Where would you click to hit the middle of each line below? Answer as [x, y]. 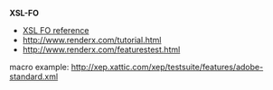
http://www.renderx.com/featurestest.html [101, 49]
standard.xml [34, 76]
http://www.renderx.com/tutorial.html [92, 40]
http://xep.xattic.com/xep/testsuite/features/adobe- [167, 67]
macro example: [39, 67]
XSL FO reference [56, 30]
